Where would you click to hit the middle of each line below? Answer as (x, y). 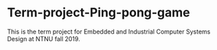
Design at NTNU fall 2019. (44, 38)
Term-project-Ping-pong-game (99, 13)
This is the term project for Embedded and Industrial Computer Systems (109, 32)
